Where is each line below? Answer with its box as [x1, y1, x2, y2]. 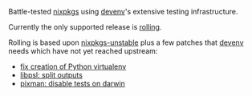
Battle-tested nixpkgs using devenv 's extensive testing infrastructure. [8, 7, 238, 16]
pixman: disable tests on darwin [19, 79, 126, 88]
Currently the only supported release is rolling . [8, 22, 162, 31]
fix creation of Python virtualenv [19, 62, 127, 71]
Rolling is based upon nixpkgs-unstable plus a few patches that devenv [8, 38, 244, 47]
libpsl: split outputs [19, 70, 83, 79]
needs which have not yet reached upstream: [8, 46, 158, 55]
